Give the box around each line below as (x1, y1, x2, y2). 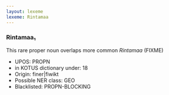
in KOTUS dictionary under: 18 (14, 64, 88, 71)
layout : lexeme (6, 8, 44, 15)
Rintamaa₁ (6, 33, 37, 42)
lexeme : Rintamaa (6, 14, 49, 20)
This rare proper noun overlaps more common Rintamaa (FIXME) (6, 46, 164, 53)
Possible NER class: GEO (14, 77, 75, 84)
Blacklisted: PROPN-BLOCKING (14, 83, 91, 90)
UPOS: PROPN (14, 58, 50, 65)
